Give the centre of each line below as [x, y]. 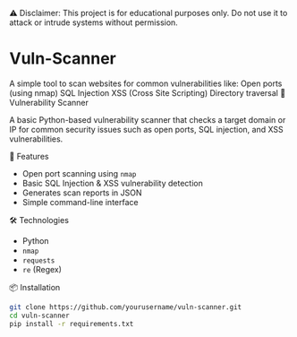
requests [38, 260]
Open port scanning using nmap [79, 173]
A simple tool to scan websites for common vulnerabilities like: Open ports [146, 83]
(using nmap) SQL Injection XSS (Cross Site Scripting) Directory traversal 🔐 [148, 92]
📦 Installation [35, 287]
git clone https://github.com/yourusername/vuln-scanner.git [126, 307]
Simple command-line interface [80, 202]
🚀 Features [29, 156]
